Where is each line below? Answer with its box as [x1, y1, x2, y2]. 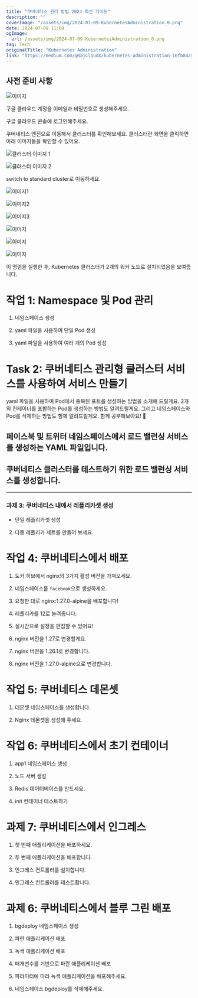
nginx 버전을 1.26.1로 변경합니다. [14, 648, 90, 655]
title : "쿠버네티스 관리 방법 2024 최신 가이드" [6, 8, 111, 15]
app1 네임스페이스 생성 [14, 760, 67, 767]
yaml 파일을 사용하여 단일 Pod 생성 [14, 327, 96, 334]
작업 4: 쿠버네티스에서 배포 [6, 552, 128, 565]
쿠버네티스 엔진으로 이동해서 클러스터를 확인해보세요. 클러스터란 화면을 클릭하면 [6, 131, 189, 138]
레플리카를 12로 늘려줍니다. [14, 610, 77, 617]
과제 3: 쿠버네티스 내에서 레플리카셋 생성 [6, 502, 114, 510]
